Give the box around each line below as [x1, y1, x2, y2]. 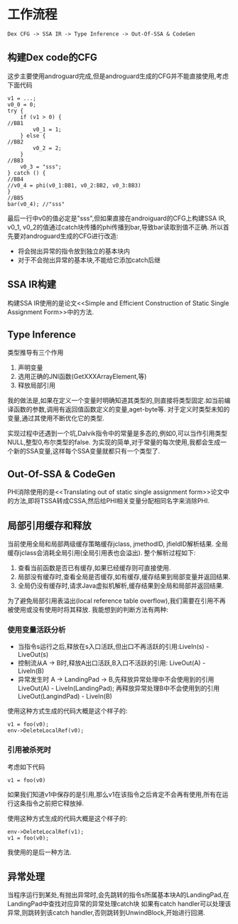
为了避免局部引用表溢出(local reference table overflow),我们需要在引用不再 [7, 596, 226, 605]
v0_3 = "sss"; [20, 163, 62, 171]
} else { [20, 132, 46, 139]
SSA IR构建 [7, 279, 57, 291]
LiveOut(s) [17, 650, 49, 659]
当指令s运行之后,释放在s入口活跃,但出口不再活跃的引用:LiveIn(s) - [17, 643, 210, 651]
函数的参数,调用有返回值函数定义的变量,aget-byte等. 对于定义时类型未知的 [13, 405, 230, 414]
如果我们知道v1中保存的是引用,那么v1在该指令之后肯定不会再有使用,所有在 [7, 790, 222, 798]
